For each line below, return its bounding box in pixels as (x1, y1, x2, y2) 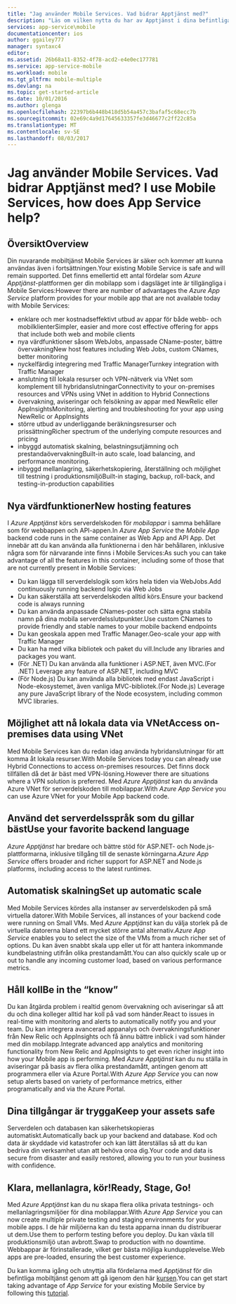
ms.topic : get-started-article (7, 89, 99, 96)
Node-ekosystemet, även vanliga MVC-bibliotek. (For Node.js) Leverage (17, 682, 225, 691)
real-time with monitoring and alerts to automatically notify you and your (7, 1017, 216, 1026)
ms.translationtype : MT (7, 121, 77, 129)
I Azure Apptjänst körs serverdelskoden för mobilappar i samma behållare (7, 519, 221, 527)
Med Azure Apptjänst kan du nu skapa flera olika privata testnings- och (7, 1200, 214, 1208)
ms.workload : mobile (7, 69, 68, 76)
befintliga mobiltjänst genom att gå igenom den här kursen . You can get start (7, 1274, 228, 1282)
